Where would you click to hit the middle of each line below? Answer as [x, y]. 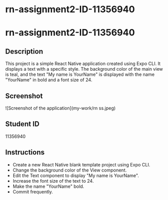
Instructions [25, 152]
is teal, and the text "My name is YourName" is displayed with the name [80, 74]
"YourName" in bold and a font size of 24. [49, 80]
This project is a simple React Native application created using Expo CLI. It [83, 64]
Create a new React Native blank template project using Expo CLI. [81, 164]
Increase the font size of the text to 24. [53, 181]
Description [24, 51]
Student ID [22, 124]
